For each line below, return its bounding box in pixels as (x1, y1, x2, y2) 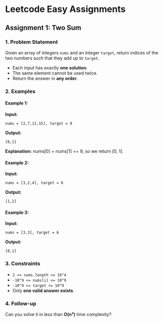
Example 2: (5, 159, 29, 165)
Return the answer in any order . (12, 75, 78, 81)
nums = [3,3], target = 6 (5, 230, 59, 235)
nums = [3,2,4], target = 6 (5, 180, 64, 185)
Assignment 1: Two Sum (5, 23, 81, 32)
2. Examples (5, 87, 36, 94)
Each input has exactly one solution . (12, 64, 88, 70)
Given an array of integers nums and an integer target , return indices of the (5, 49, 159, 55)
